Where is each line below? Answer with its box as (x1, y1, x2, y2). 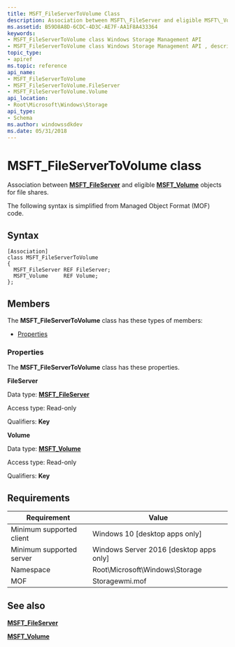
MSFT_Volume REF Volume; (13, 272, 99, 280)
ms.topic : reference (7, 62, 68, 69)
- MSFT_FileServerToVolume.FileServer (7, 82, 120, 89)
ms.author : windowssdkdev (7, 120, 83, 128)
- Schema (7, 114, 33, 121)
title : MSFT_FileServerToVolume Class (7, 10, 120, 18)
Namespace (10, 565, 51, 575)
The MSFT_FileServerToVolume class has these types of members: (7, 316, 203, 324)
